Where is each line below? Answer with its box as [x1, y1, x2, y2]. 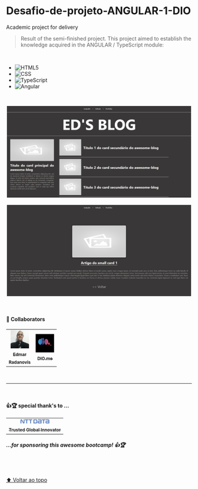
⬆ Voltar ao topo [6, 476, 48, 483]
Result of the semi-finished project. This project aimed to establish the [20, 35, 192, 42]
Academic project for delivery [6, 24, 78, 31]
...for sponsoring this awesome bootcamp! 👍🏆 [6, 441, 126, 448]
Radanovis [8, 360, 31, 365]
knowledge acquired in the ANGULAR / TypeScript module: [20, 41, 164, 48]
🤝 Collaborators [6, 316, 45, 323]
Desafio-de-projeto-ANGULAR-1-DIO [6, 4, 192, 18]
